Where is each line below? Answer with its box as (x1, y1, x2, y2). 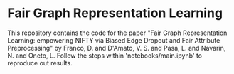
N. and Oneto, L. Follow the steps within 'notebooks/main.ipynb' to (7, 51, 203, 60)
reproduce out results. (7, 58, 73, 67)
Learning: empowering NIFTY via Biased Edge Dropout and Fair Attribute (7, 36, 220, 44)
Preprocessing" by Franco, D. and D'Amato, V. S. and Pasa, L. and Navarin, (7, 43, 226, 52)
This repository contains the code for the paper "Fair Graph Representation (7, 28, 228, 37)
